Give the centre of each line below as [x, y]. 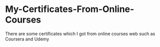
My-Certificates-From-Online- [70, 9]
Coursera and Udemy [27, 39]
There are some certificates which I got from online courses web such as [80, 33]
